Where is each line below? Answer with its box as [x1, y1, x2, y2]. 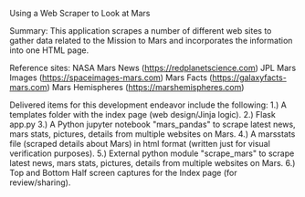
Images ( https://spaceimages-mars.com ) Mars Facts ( [9, 72, 213, 83]
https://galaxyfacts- [212, 72, 288, 83]
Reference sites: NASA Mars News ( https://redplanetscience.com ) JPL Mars [9, 63, 297, 73]
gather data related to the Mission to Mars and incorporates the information [9, 36, 293, 46]
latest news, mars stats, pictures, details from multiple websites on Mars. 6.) [9, 158, 296, 168]
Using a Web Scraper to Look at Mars [9, 8, 151, 18]
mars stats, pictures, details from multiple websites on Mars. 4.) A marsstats [9, 129, 296, 140]
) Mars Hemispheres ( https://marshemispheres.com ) [47, 82, 245, 92]
